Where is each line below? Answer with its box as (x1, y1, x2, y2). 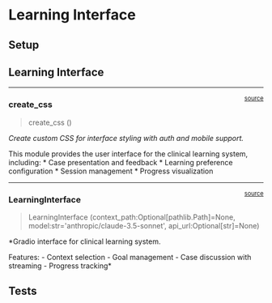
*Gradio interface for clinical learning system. (8, 237, 161, 246)
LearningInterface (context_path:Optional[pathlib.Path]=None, (28, 212, 236, 222)
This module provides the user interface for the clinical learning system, (8, 148, 249, 159)
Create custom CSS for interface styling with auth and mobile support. (8, 133, 244, 143)
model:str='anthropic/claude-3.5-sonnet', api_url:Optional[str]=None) (28, 220, 260, 230)
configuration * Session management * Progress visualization (8, 166, 214, 176)
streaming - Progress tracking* (8, 261, 112, 271)
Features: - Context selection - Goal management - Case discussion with (8, 252, 252, 262)
